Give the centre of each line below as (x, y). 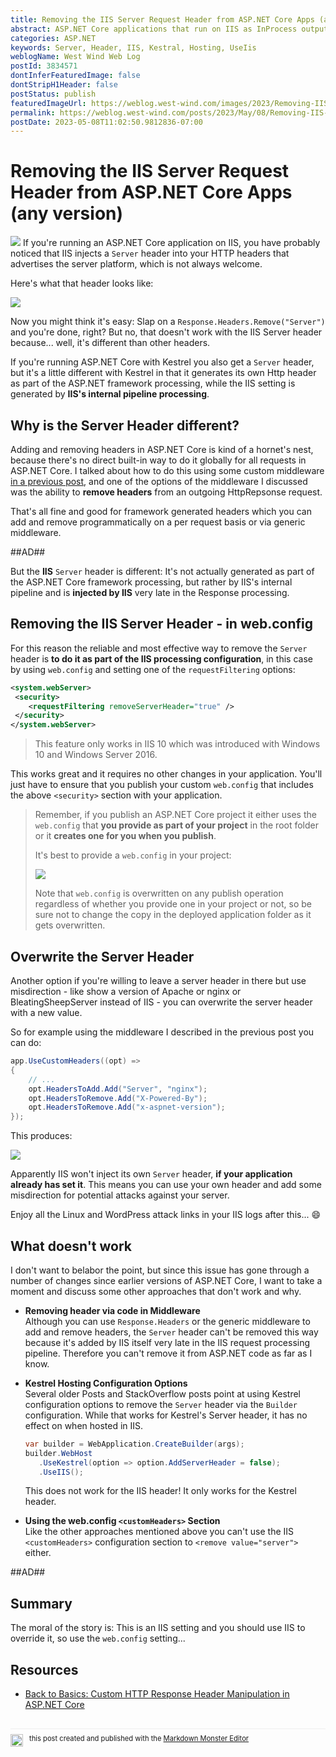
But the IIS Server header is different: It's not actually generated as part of (162, 571)
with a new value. (46, 1012)
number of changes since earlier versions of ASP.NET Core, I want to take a (166, 1280)
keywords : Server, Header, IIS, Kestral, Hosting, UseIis (133, 47)
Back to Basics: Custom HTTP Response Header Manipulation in (157, 1694)
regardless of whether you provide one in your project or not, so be (173, 904)
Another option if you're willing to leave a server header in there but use (158, 980)
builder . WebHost (58, 1453)
